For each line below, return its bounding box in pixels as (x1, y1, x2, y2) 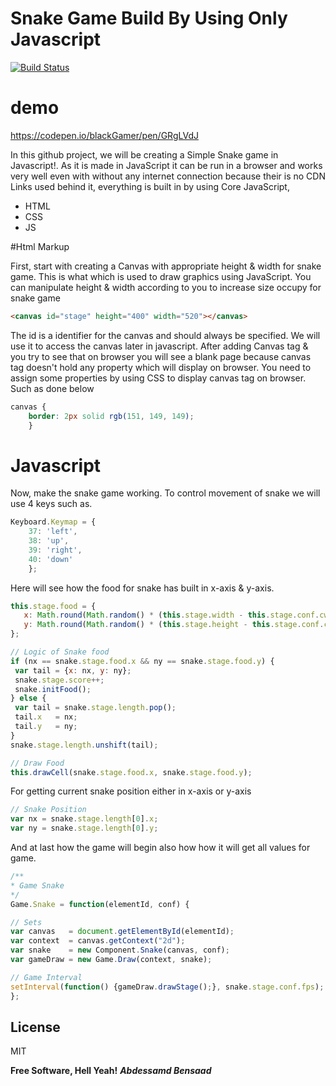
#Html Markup (10, 240, 70, 252)
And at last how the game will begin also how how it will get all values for (10, 842, 311, 854)
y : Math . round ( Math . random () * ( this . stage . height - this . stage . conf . (23, 620, 325, 630)
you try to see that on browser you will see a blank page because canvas (10, 350, 312, 362)
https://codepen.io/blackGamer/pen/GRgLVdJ (10, 129, 199, 141)
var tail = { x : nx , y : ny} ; (14, 665, 132, 676)
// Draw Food (10, 758, 65, 768)
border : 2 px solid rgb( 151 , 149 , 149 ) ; (28, 411, 195, 421)
